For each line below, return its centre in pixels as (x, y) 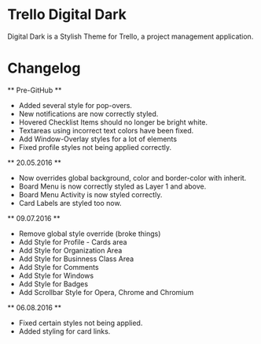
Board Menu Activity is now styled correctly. (90, 194)
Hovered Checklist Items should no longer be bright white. (113, 122)
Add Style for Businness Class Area (76, 259)
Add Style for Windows (56, 275)
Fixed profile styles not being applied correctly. (95, 147)
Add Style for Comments (59, 267)
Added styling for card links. (64, 331)
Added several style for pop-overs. (75, 105)
